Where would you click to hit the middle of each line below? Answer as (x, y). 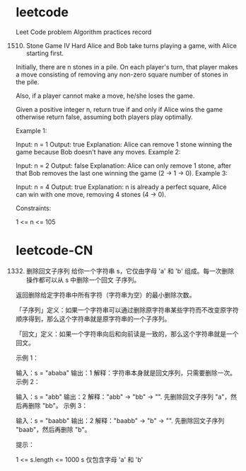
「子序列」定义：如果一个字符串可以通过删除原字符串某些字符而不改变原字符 (127, 310)
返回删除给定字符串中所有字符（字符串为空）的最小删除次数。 (106, 295)
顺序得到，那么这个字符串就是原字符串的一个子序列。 (93, 319)
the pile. (28, 81)
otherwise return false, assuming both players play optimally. (105, 117)
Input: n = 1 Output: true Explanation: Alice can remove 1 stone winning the (124, 144)
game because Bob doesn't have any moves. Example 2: (98, 152)
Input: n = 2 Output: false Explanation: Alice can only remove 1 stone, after (124, 165)
